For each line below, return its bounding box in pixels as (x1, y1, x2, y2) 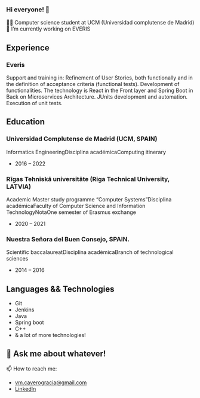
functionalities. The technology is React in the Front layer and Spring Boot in (6, 87, 193, 94)
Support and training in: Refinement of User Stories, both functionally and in (6, 74, 193, 81)
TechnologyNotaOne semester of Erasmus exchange (6, 209, 136, 216)
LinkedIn (14, 385, 36, 392)
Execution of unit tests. (6, 99, 63, 106)
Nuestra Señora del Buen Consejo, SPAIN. (6, 235, 130, 243)
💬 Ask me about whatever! (6, 349, 106, 359)
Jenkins (14, 306, 35, 313)
